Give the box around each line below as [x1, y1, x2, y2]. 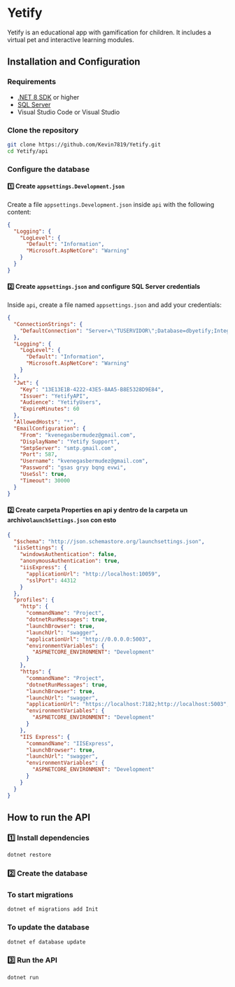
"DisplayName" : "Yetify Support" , [20, 438, 120, 445]
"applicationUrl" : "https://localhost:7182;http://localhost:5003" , [25, 701, 230, 708]
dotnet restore [7, 852, 52, 859]
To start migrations [7, 890, 73, 899]
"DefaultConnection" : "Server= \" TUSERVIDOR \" [20, 327, 155, 334]
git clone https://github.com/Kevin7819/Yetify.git [7, 141, 161, 148]
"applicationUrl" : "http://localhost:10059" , [25, 570, 161, 578]
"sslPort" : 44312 [25, 577, 77, 584]
